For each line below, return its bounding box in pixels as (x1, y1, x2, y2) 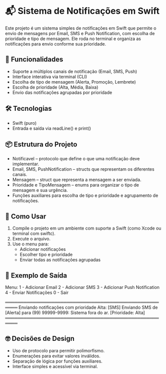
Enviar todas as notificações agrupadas (19, 257, 101, 263)
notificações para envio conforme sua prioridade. (5, 41, 107, 47)
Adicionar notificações (19, 246, 66, 252)
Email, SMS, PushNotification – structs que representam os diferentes (12, 166, 155, 172)
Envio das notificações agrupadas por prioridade (12, 89, 112, 95)
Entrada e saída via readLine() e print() (12, 125, 91, 131)
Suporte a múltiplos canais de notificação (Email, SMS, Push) (12, 68, 137, 74)
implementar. (12, 161, 40, 167)
